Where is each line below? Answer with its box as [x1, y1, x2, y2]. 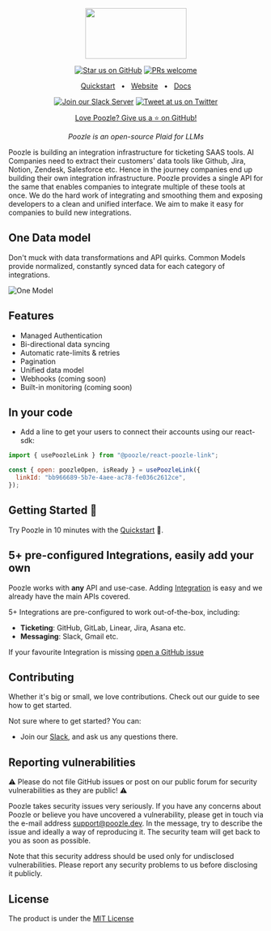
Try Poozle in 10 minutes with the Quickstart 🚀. [8, 525, 164, 535]
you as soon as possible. [8, 835, 91, 846]
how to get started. [8, 701, 72, 711]
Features [8, 309, 54, 323]
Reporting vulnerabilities [8, 755, 136, 769]
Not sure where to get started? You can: [8, 716, 142, 726]
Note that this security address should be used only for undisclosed [8, 852, 235, 861]
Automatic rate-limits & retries [19, 348, 121, 357]
